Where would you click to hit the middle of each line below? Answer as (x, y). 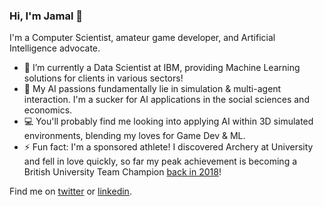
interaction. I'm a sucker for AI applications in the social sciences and (166, 100)
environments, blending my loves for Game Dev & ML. (134, 136)
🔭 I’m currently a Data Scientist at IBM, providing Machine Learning (162, 68)
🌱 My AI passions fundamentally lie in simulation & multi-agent (152, 89)
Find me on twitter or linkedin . (70, 191)
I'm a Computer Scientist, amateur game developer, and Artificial (142, 38)
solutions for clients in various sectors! (103, 78)
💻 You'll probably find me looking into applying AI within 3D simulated (168, 121)
